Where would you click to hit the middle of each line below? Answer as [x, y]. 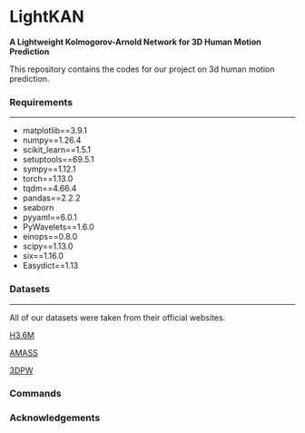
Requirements [41, 102]
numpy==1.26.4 [52, 140]
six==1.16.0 [43, 256]
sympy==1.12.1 [49, 169]
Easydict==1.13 [50, 266]
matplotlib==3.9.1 [55, 131]
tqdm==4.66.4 [49, 189]
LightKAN [47, 17]
